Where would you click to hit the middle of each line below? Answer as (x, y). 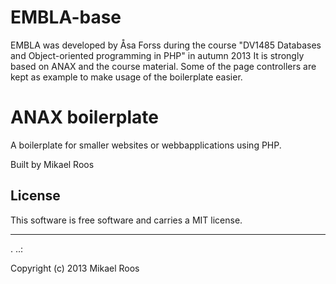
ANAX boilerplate (84, 117)
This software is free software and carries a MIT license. (126, 220)
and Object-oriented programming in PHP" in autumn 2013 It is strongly (157, 55)
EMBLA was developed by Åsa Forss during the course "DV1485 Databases (166, 45)
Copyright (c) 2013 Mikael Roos (75, 268)
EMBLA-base (66, 17)
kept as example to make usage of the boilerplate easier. (126, 77)
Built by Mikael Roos (52, 164)
